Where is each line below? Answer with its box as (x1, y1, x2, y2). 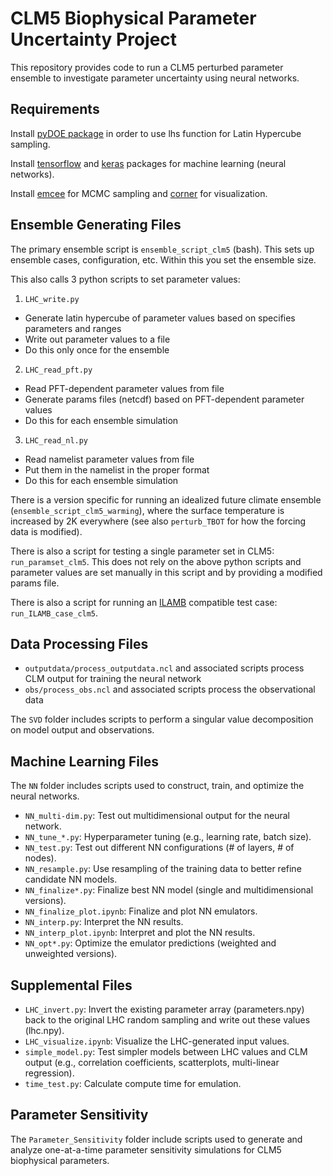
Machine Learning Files (10, 753, 159, 770)
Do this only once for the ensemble (24, 343, 170, 356)
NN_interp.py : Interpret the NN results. (24, 916, 184, 928)
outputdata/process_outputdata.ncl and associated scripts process (24, 662, 305, 674)
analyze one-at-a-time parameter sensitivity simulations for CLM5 (10, 1143, 282, 1156)
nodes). (24, 852, 57, 864)
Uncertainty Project (10, 28, 178, 51)
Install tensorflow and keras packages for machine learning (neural (10, 157, 287, 169)
